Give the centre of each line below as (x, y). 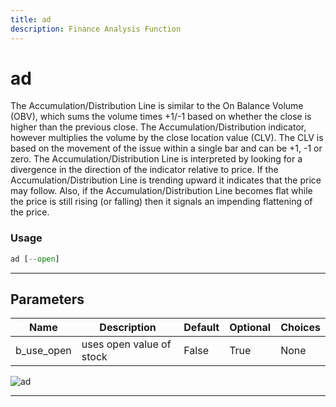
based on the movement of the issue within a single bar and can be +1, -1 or (166, 148)
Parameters (47, 299)
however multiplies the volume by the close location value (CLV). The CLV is (167, 138)
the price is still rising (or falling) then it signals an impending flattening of (161, 202)
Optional (250, 328)
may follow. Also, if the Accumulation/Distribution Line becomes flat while (161, 191)
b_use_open (43, 351)
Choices (300, 328)
